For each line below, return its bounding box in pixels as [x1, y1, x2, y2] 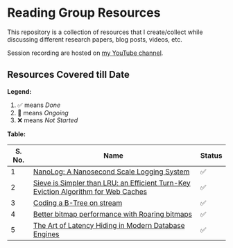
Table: [7, 130, 26, 138]
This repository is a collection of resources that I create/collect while [7, 28, 203, 36]
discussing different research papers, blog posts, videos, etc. [7, 35, 182, 43]
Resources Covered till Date [7, 69, 130, 81]
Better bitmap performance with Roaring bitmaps [33, 209, 193, 219]
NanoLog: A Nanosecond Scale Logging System [33, 167, 190, 176]
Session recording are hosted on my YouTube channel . [7, 49, 164, 57]
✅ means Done [17, 101, 61, 109]
